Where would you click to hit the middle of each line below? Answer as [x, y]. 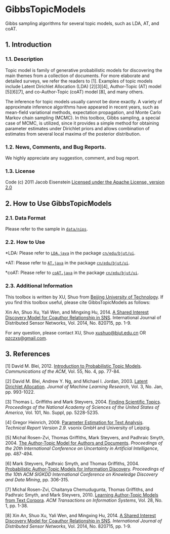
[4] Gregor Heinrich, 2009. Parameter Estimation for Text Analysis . [75, 423]
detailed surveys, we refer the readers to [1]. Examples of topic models [79, 81]
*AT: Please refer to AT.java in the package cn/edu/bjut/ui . [68, 263]
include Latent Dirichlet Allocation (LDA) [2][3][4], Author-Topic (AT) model [83, 86]
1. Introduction [28, 45]
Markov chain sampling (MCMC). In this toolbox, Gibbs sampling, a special [83, 118]
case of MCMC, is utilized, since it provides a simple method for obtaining [82, 123]
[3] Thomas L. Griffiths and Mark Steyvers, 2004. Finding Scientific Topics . [83, 402]
